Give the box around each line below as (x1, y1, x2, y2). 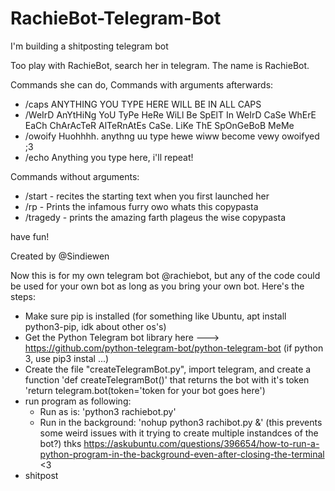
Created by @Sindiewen (10, 250, 110, 262)
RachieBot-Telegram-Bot (10, 7, 222, 30)
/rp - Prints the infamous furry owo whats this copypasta (24, 200, 259, 212)
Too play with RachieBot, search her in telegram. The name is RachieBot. (10, 59, 310, 71)
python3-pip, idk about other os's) (24, 320, 167, 332)
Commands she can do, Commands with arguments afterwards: (10, 78, 274, 91)
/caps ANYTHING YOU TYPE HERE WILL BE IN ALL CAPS (24, 98, 262, 110)
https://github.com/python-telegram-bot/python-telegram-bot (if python (24, 342, 324, 354)
